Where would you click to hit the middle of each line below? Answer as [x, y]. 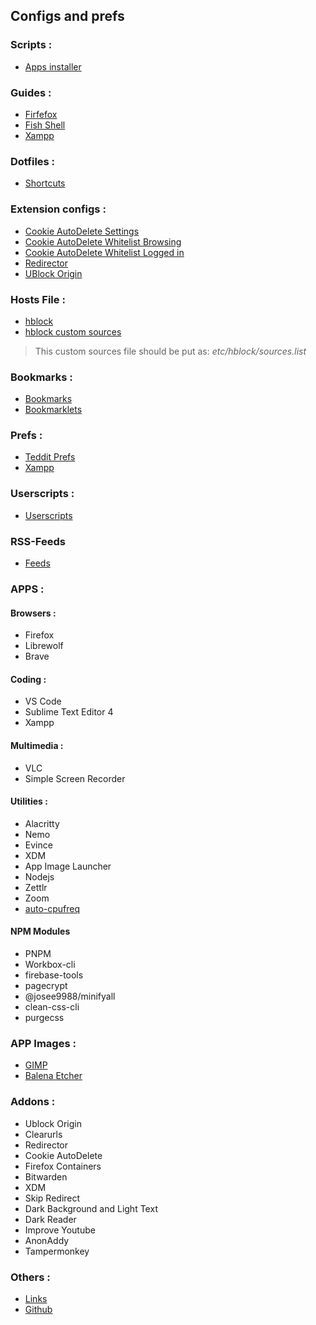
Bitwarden [46, 1176]
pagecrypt [46, 985]
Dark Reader [50, 1219]
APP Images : [43, 1043]
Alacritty [42, 823]
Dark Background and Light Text [91, 1208]
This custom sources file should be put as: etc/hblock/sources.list [170, 351]
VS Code [43, 701]
